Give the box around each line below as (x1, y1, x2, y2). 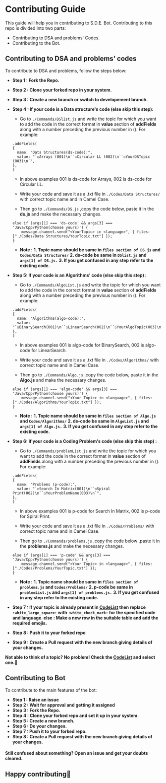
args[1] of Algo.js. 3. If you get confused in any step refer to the (19, 423, 158, 429)
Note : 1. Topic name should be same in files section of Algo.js (19, 413, 156, 419)
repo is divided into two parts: (5, 25, 66, 31)
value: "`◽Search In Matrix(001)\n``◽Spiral (17, 486, 111, 491)
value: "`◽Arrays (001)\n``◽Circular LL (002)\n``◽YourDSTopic (17, 154, 150, 159)
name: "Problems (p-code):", (17, 482, 77, 487)
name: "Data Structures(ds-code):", (17, 150, 93, 155)
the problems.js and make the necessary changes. (19, 543, 124, 549)
